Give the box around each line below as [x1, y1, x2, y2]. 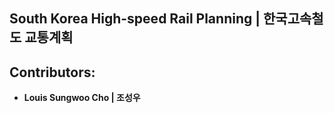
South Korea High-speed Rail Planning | [9, 10, 261, 28]
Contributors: [9, 64, 96, 81]
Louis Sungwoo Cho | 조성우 [23, 92, 141, 104]
